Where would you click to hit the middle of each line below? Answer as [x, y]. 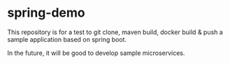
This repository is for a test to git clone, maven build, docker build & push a [115, 32]
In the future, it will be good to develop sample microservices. [96, 53]
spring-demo [46, 13]
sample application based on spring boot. [67, 39]
